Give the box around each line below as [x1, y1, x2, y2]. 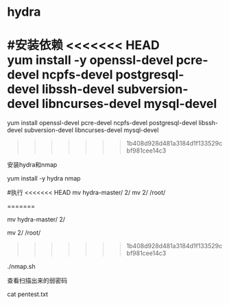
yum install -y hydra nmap [7, 174, 81, 183]
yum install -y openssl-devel [7, 53, 173, 68]
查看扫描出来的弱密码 [7, 276, 67, 284]
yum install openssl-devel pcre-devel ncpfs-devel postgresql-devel [7, 119, 197, 127]
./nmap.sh [7, 263, 36, 271]
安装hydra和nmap [7, 161, 58, 169]
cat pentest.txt [7, 290, 49, 298]
